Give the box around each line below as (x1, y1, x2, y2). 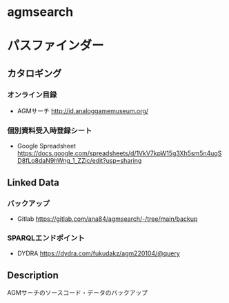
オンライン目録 (7, 90, 57, 99)
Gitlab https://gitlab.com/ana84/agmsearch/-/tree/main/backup (17, 215, 198, 223)
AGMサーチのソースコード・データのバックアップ (7, 289, 148, 297)
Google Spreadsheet (17, 142, 77, 150)
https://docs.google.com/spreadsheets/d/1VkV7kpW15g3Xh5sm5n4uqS (17, 149, 222, 157)
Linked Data (7, 177, 60, 188)
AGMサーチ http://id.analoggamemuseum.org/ (17, 107, 149, 115)
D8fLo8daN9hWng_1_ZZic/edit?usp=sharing (17, 157, 142, 165)
